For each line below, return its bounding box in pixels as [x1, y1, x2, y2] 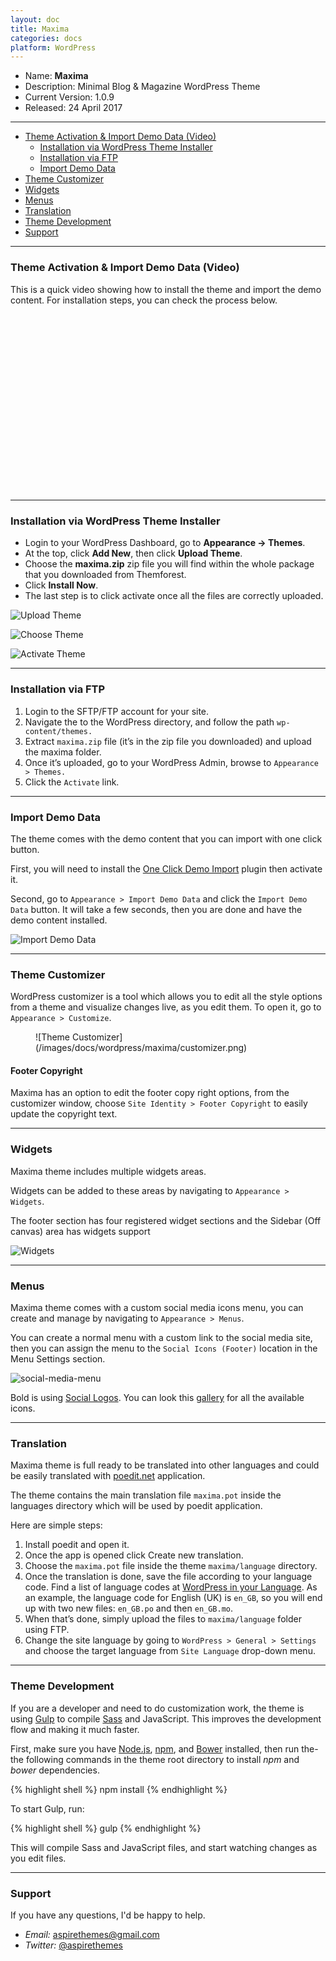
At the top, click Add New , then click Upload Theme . [24, 547, 243, 560]
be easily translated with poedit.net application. [10, 1470, 206, 1482]
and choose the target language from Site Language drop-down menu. [24, 1645, 316, 1657]
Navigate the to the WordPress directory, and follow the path [24, 716, 275, 728]
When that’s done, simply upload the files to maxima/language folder [24, 1613, 302, 1625]
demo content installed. [10, 914, 108, 926]
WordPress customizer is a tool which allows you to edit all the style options [10, 991, 323, 1003]
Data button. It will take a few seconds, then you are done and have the [10, 903, 303, 915]
